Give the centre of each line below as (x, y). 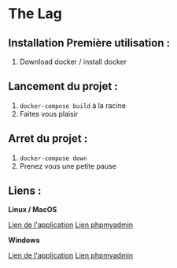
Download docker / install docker (73, 61)
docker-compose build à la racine (72, 105)
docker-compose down (53, 158)
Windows (24, 240)
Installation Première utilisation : (89, 43)
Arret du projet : (48, 139)
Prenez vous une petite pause (68, 166)
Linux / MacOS (33, 210)
